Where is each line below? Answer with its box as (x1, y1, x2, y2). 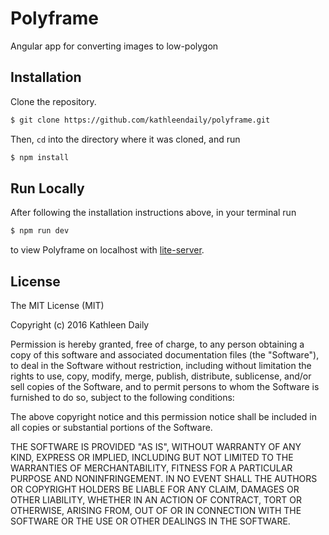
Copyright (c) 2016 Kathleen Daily (10, 319, 150, 331)
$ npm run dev (10, 226, 70, 236)
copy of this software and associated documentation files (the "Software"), (10, 349, 320, 361)
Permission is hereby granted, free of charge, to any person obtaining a (10, 338, 305, 350)
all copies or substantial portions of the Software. (10, 422, 213, 433)
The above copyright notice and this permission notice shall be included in (10, 411, 317, 422)
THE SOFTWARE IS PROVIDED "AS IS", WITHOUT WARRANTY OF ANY (10, 441, 302, 452)
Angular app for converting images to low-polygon (10, 40, 219, 52)
